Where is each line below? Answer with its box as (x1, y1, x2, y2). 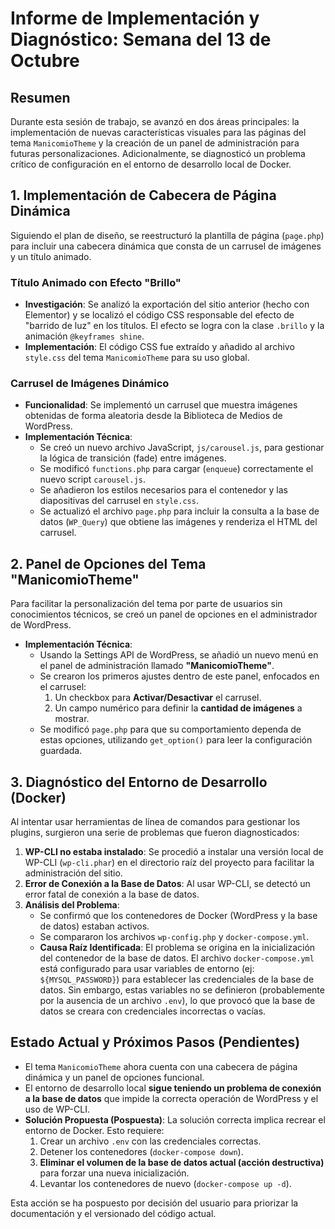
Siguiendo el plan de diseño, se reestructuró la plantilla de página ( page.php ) (10, 229, 325, 241)
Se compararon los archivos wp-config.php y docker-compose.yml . (39, 931, 310, 943)
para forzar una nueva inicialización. (39, 1167, 190, 1179)
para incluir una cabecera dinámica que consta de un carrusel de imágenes (10, 240, 322, 252)
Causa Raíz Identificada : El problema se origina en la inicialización (39, 942, 316, 954)
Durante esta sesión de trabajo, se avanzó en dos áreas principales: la (10, 116, 300, 127)
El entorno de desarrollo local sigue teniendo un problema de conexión (24, 1082, 322, 1094)
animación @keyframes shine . (24, 330, 145, 342)
